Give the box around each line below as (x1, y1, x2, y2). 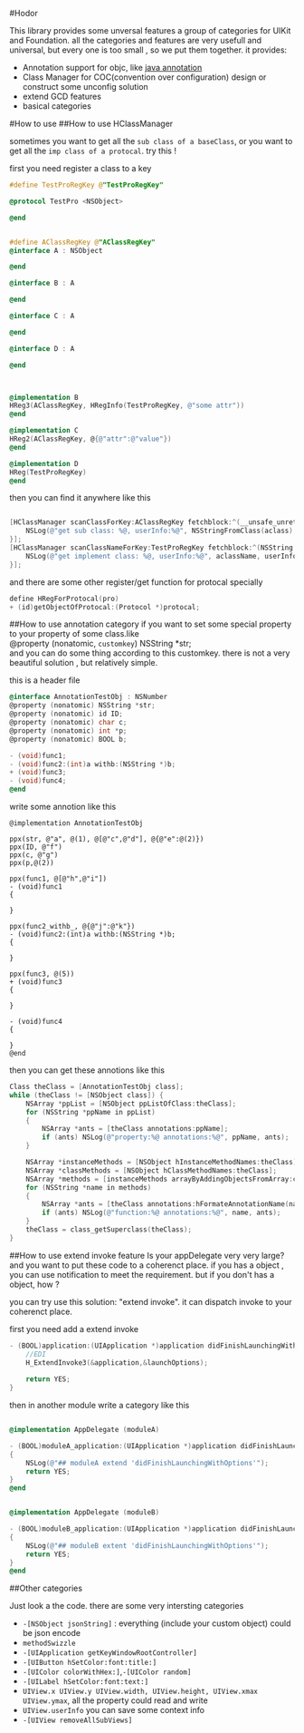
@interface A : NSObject (9, 246, 103, 255)
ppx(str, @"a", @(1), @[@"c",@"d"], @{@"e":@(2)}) (9, 834, 204, 843)
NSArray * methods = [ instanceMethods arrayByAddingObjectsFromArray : (25, 1174, 294, 1183)
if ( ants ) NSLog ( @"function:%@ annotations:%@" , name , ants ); (42, 1208, 281, 1218)
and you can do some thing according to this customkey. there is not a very (9, 647, 290, 658)
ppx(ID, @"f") (9, 842, 63, 852)
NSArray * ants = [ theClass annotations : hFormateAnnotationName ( (42, 1200, 290, 1209)
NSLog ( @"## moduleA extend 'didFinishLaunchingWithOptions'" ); (25, 1458, 270, 1467)
